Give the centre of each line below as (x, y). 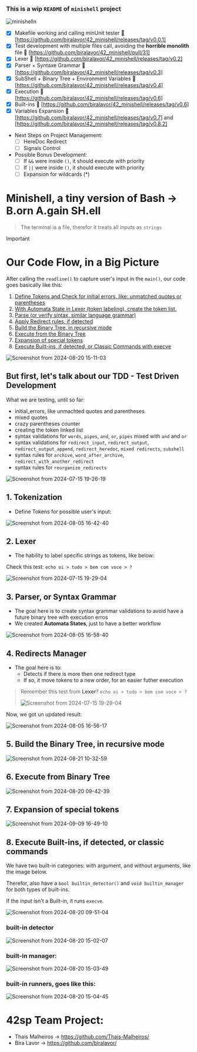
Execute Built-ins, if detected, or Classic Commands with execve (93, 346)
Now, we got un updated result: (44, 715)
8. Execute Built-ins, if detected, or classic (85, 842)
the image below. (27, 872)
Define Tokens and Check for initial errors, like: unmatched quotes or (98, 296)
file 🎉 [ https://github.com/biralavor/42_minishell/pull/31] (82, 52)
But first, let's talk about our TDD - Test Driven (93, 376)
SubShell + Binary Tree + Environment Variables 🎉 (75, 78)
